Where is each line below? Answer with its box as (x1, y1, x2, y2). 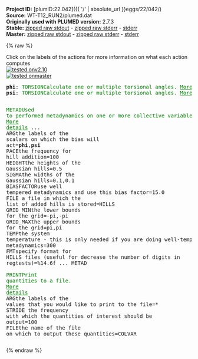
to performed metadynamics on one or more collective (6, 113, 165, 119)
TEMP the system (6, 230, 50, 237)
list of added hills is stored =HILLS (6, 201, 115, 208)
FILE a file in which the (6, 195, 81, 202)
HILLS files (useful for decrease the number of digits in (6, 254, 181, 261)
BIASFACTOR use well (6, 183, 62, 190)
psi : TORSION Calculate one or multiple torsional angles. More (6, 90, 193, 96)
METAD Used (6, 107, 34, 113)
